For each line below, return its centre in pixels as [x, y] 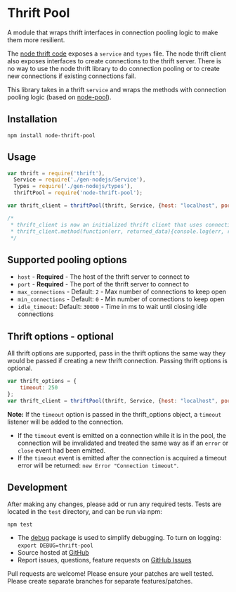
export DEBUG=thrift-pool [55, 546]
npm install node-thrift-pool [52, 135]
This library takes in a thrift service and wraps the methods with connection [117, 89]
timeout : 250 [39, 388]
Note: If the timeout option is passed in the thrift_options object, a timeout [114, 414]
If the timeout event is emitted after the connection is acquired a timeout [122, 458]
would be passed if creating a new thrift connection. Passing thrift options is [118, 361]
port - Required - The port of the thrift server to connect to [103, 284]
